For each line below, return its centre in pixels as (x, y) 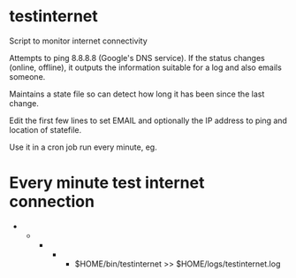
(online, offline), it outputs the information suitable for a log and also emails (146, 67)
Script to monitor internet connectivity (78, 41)
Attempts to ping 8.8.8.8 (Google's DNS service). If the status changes (137, 58)
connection (52, 202)
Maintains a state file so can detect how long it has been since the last (137, 94)
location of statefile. (46, 129)
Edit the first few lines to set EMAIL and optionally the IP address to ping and (148, 120)
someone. (27, 76)
